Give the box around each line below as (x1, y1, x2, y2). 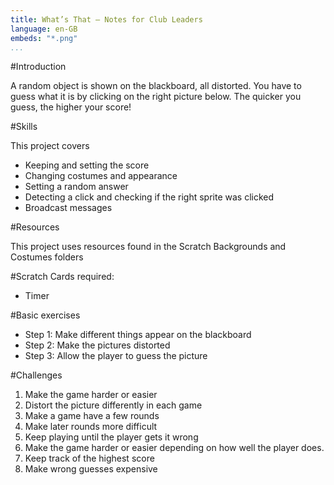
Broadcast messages (24, 202, 113, 214)
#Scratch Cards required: (10, 271, 115, 283)
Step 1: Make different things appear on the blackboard (24, 329, 252, 341)
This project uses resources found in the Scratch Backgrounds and (10, 241, 287, 253)
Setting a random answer (24, 181, 129, 193)
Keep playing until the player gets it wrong (24, 431, 199, 443)
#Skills (10, 121, 38, 133)
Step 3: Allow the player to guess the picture (24, 350, 208, 362)
